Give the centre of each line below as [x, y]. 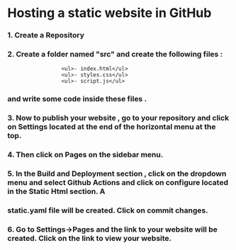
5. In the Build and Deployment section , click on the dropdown [117, 174]
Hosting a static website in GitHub [109, 13]
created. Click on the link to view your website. [90, 238]
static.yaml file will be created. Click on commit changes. [108, 210]
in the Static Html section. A [56, 191]
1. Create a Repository [46, 35]
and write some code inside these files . [77, 99]
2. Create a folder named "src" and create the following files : [115, 55]
